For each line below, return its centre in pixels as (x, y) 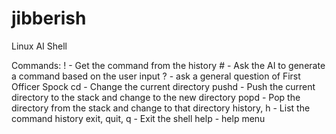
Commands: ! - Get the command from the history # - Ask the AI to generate (168, 65)
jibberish (49, 18)
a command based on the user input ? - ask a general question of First (156, 76)
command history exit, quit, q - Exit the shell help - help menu (138, 118)
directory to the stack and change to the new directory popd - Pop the (156, 97)
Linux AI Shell (39, 46)
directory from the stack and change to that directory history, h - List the (161, 108)
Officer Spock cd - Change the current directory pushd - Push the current (163, 86)
